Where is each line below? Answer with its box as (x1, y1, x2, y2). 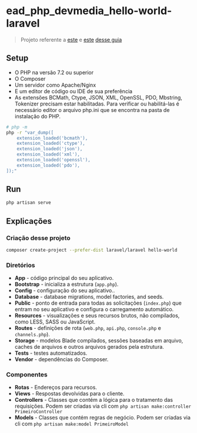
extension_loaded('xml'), (16, 151, 81, 157)
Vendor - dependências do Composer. (14, 356, 109, 363)
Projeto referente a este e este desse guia (20, 36, 122, 43)
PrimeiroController (14, 409, 63, 415)
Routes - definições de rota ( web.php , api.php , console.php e (14, 325, 162, 332)
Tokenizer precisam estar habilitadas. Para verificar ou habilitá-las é (14, 100, 179, 107)
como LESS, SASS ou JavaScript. (14, 318, 96, 325)
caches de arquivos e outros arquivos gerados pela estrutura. (14, 343, 165, 351)
